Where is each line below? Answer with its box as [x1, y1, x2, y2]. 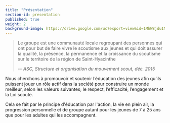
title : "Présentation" [5, 7, 53, 13]
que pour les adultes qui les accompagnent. [5, 112, 97, 118]
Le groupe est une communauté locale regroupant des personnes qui [17, 40, 162, 46]
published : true [5, 17, 39, 22]
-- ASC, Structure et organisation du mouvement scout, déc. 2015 [17, 66, 155, 72]
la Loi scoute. [5, 92, 33, 98]
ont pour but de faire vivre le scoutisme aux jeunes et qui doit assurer [17, 45, 163, 51]
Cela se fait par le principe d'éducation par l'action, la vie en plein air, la [5, 101, 154, 107]
